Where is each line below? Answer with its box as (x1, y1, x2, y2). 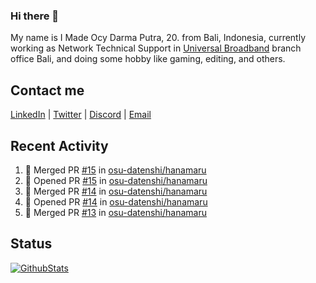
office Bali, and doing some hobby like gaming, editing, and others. (10, 53, 286, 65)
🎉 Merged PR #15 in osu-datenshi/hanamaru (24, 164, 207, 176)
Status (10, 235, 53, 253)
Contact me (10, 82, 85, 99)
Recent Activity (10, 137, 109, 154)
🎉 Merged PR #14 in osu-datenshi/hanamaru (24, 185, 208, 197)
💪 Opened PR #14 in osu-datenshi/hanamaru (24, 195, 208, 208)
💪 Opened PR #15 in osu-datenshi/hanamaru (24, 174, 208, 186)
